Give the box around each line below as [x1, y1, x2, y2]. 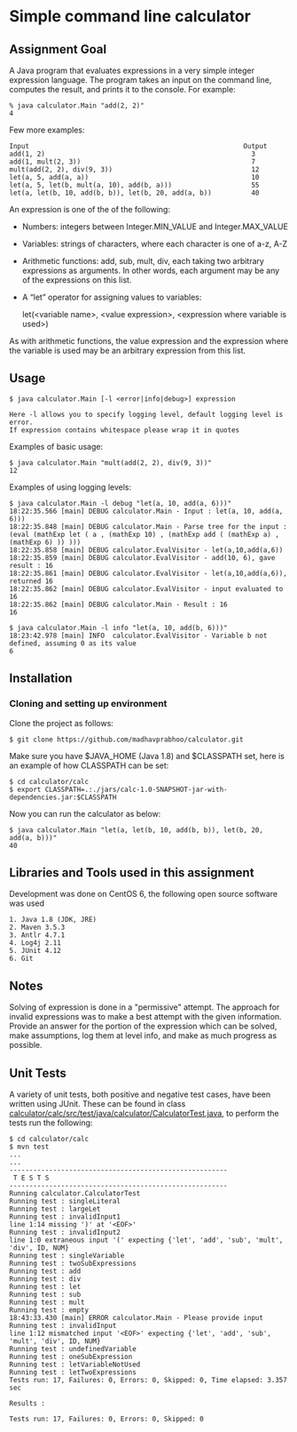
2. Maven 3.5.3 [9, 923, 66, 932]
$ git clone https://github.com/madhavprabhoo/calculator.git [9, 735, 244, 744]
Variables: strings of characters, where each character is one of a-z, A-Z [21, 238, 288, 249]
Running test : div [9, 1274, 82, 1284]
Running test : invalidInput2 [9, 1228, 121, 1236]
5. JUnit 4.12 [9, 947, 62, 956]
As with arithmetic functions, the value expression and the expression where [9, 336, 289, 346]
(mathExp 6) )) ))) [9, 538, 82, 547]
